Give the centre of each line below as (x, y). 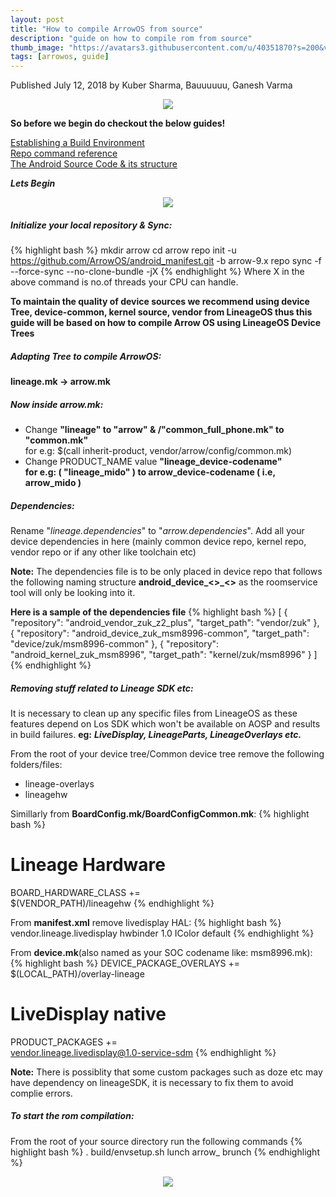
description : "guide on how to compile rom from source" (131, 38)
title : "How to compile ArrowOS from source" (106, 29)
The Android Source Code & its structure (94, 164)
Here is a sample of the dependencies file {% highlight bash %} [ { (149, 612)
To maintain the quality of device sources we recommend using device (160, 302)
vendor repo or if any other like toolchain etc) (103, 552)
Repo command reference (64, 153)
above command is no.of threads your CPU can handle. (124, 282)
